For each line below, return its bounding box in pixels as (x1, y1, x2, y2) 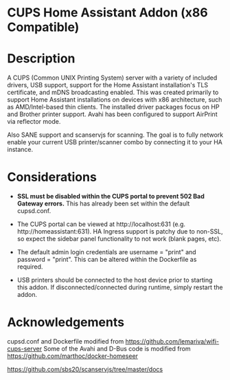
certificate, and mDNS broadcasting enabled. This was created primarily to (7, 88, 219, 97)
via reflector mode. (7, 118, 61, 126)
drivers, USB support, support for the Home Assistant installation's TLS (7, 81, 209, 89)
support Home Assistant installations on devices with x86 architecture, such (7, 96, 222, 104)
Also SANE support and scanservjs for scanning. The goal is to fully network (7, 131, 224, 139)
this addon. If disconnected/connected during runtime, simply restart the (16, 283, 223, 291)
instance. (7, 146, 34, 154)
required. (16, 262, 43, 271)
